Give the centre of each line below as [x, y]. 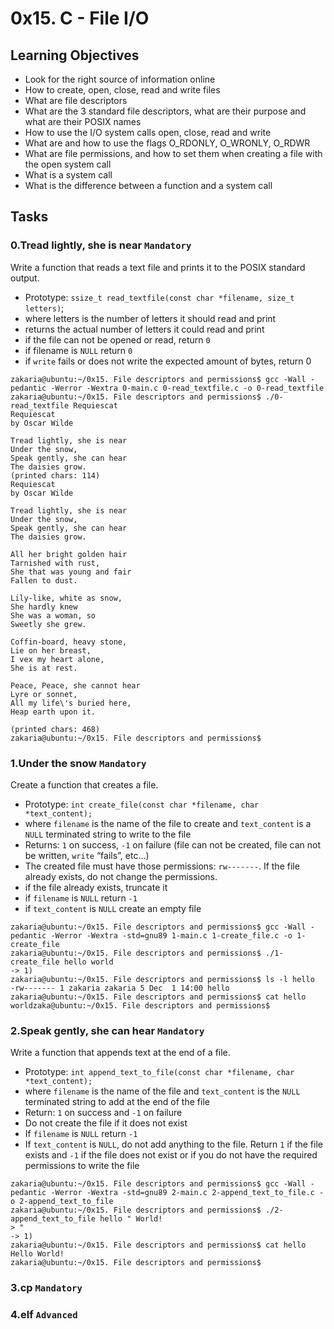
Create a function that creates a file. [84, 784]
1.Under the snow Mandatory [78, 763]
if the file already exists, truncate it [96, 887]
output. [25, 278]
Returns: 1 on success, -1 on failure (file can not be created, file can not [173, 844]
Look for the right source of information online [120, 79]
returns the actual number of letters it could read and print [144, 329]
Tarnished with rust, [55, 563]
